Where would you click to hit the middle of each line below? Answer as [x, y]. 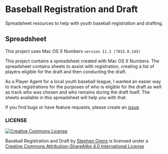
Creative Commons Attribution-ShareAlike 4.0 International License [75, 146]
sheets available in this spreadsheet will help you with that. [66, 97]
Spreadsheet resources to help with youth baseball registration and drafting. [84, 23]
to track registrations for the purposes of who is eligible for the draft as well [83, 87]
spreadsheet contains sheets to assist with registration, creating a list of [80, 66]
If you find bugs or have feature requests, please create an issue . [73, 107]
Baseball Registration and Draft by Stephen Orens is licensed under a [77, 141]
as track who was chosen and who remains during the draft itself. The [77, 92]
